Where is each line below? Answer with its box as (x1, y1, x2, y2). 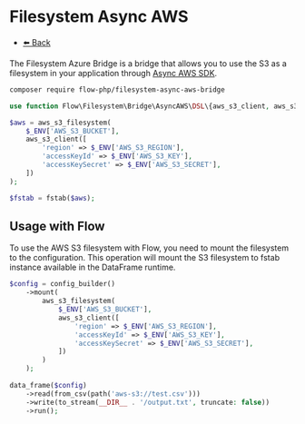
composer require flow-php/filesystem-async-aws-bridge (9, 84, 225, 94)
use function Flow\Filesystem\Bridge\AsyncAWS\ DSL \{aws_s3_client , (9, 102, 271, 111)
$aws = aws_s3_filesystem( (9, 118, 112, 127)
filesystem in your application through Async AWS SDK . (9, 67, 218, 78)
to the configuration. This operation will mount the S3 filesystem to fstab (9, 252, 280, 263)
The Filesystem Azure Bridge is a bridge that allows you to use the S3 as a (9, 57, 288, 69)
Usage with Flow (9, 218, 105, 233)
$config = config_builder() (9, 280, 116, 289)
